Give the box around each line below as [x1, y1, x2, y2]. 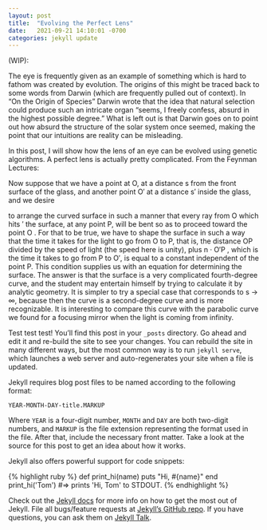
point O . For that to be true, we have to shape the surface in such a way [8, 228, 245, 238]
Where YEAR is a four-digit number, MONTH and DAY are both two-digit [8, 416, 229, 425]
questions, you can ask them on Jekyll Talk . [8, 512, 152, 523]
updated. [8, 362, 38, 372]
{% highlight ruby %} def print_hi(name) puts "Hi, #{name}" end [8, 472, 218, 481]
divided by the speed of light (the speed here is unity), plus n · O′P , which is [8, 245, 259, 255]
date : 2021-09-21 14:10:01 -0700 [8, 26, 127, 34]
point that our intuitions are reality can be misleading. [8, 131, 183, 140]
